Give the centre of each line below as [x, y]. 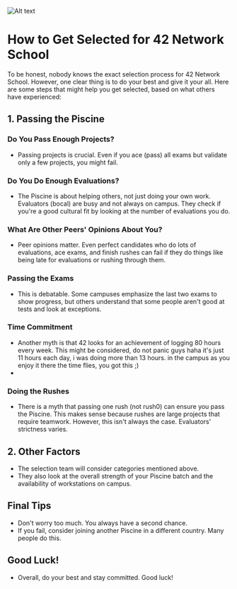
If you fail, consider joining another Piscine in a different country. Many [121, 530]
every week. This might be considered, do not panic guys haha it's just [121, 350]
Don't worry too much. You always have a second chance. [102, 523]
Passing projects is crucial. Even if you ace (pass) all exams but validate [122, 155]
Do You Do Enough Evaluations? [63, 181]
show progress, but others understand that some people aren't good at [121, 301]
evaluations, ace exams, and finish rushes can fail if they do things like [120, 252]
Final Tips [29, 506]
